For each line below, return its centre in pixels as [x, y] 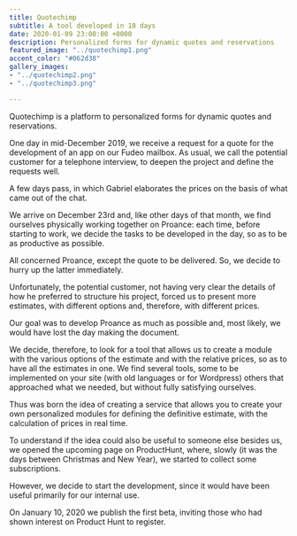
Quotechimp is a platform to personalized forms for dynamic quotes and [141, 116]
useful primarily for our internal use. [74, 495]
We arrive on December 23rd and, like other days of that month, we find [140, 214]
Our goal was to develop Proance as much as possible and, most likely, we [145, 322]
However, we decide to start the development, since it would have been [139, 486]
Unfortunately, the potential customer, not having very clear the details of [142, 287]
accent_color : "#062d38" [55, 58]
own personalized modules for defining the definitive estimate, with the [138, 414]
